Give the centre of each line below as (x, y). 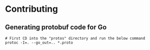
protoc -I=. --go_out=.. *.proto (39, 43)
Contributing (32, 9)
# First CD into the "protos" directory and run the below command (75, 38)
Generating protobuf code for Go (56, 27)
